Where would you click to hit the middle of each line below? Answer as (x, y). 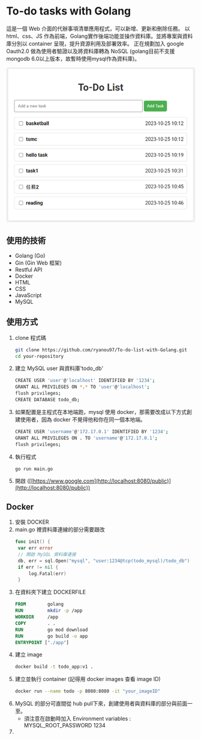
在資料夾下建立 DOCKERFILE (50, 592)
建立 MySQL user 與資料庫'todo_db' (59, 368)
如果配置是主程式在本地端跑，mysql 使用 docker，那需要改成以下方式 (101, 412)
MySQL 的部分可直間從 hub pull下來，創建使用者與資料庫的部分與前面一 (104, 704)
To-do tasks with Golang (69, 11)
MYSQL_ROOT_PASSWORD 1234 (65, 726)
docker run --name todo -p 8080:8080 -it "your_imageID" (88, 691)
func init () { (32, 542)
